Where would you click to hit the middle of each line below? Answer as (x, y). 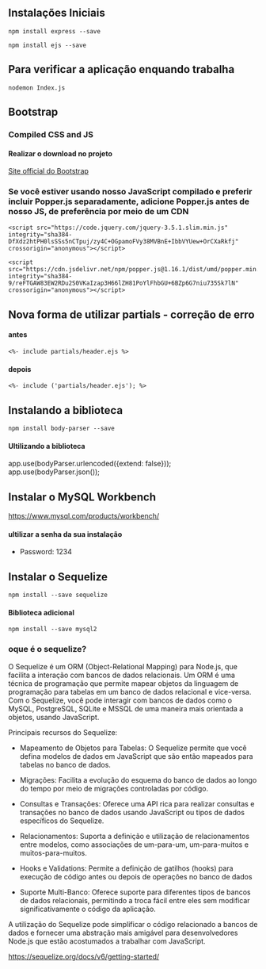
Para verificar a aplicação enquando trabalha (122, 69)
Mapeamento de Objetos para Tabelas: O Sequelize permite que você (133, 748)
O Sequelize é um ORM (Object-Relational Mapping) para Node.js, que (123, 666)
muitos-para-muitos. (53, 852)
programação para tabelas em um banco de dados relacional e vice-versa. (130, 691)
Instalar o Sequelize (58, 577)
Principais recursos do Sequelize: (63, 732)
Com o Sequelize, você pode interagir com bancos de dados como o (120, 700)
